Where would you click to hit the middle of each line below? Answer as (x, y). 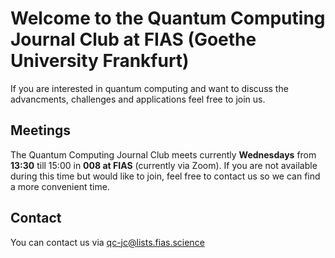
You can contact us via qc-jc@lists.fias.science (107, 242)
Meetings (41, 130)
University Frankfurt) (100, 61)
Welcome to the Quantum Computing (168, 18)
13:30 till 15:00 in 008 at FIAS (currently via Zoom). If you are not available (164, 165)
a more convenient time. (60, 186)
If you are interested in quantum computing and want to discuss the (149, 88)
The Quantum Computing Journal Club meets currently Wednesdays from (163, 154)
